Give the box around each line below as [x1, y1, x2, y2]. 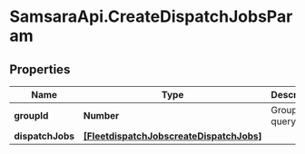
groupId [14, 110, 49, 121]
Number [83, 110, 120, 121]
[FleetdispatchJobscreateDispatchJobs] [83, 130, 262, 142]
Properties [9, 62, 71, 77]
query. [271, 115, 299, 128]
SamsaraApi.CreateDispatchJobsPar [9, 6, 293, 27]
